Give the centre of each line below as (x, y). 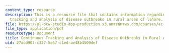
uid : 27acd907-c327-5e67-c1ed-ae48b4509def (52, 43)
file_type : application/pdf (35, 29)
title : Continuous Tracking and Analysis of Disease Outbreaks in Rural (83, 38)
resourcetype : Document (30, 33)
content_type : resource (30, 10)
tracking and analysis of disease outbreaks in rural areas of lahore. (87, 19)
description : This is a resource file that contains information (75, 15)
